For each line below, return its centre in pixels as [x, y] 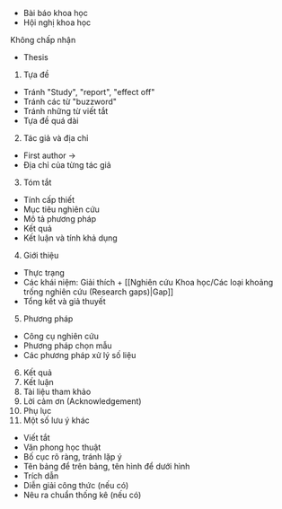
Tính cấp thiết [49, 200]
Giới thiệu [41, 255]
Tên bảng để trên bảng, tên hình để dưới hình [106, 466]
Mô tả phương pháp [60, 219]
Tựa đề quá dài [51, 121]
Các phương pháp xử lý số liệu [79, 355]
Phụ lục [37, 411]
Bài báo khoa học [56, 13]
